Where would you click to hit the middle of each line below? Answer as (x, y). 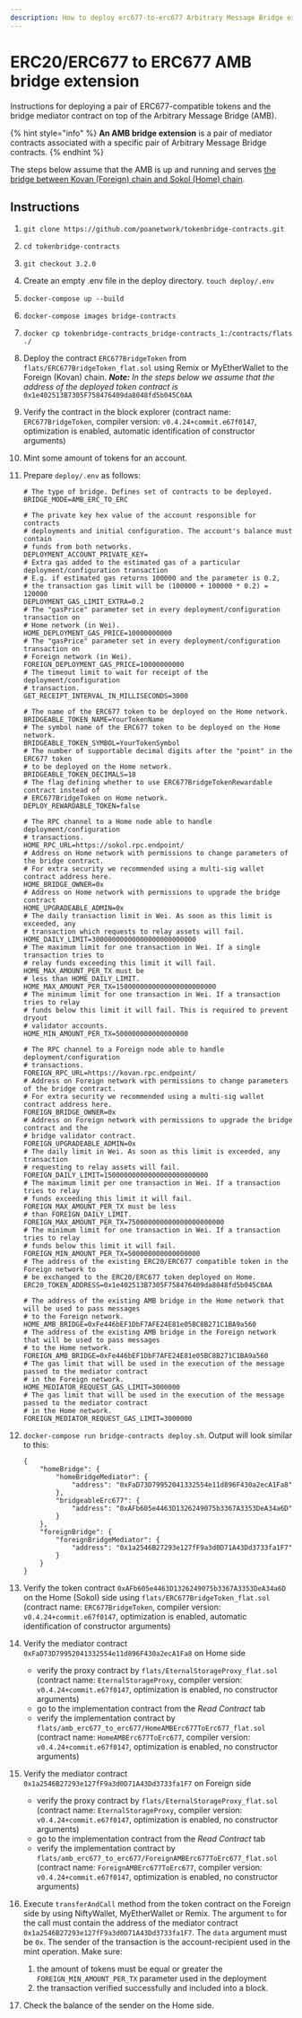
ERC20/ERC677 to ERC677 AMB (131, 61)
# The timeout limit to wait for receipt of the (116, 673)
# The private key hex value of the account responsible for (140, 516)
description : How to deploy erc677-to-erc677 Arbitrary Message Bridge (147, 18)
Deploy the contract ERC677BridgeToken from (105, 358)
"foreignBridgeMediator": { (108, 1540)
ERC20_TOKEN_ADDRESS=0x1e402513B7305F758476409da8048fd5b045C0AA (147, 1285)
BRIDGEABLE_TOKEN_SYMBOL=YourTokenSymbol (101, 743)
